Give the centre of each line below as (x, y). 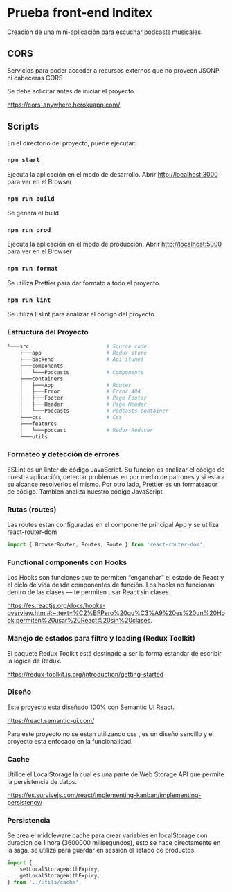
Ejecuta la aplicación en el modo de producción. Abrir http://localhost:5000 (115, 244)
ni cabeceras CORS (35, 78)
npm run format (33, 269)
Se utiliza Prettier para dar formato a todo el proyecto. (84, 283)
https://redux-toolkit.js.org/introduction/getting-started (86, 674)
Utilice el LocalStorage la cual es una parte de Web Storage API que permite (116, 774)
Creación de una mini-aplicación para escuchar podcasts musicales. (105, 32)
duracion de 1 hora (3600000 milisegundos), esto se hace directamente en (114, 843)
